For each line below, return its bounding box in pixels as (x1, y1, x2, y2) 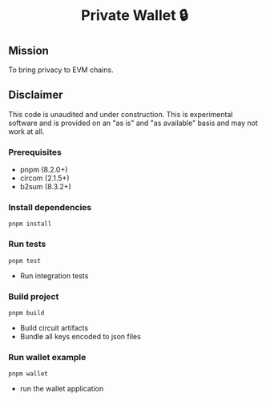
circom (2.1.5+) (19, 173, 70, 183)
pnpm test (8, 257, 42, 265)
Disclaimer (8, 88, 63, 102)
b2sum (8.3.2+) (19, 182, 72, 192)
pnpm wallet (8, 370, 48, 378)
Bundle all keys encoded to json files (19, 332, 142, 341)
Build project (8, 290, 59, 302)
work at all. (8, 126, 45, 136)
